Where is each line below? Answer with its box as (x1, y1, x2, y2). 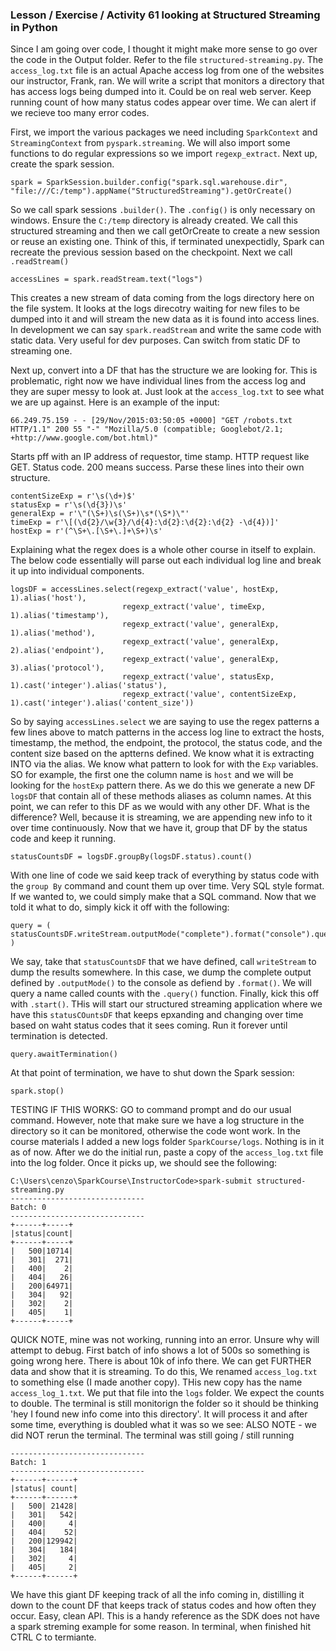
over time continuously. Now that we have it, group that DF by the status (10, 822, 308, 834)
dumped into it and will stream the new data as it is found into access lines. (10, 313, 320, 325)
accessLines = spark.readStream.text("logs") (10, 274, 203, 285)
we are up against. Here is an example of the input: (10, 396, 220, 408)
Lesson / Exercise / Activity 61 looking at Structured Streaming (10, 8, 321, 22)
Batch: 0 (10, 1203, 47, 1213)
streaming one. (10, 345, 73, 357)
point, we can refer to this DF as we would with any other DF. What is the (10, 801, 311, 813)
